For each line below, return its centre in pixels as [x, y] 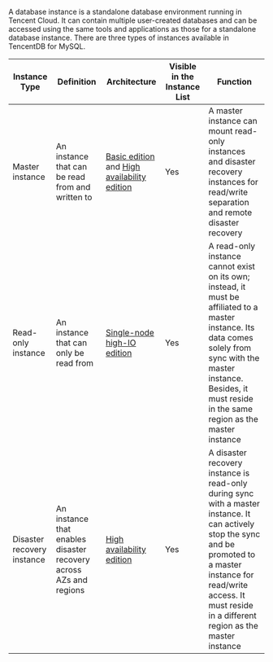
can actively [231, 524]
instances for [233, 182]
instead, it [227, 287]
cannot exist [232, 266]
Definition [77, 82]
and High [123, 167]
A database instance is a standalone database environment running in [125, 12]
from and [73, 187]
